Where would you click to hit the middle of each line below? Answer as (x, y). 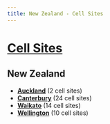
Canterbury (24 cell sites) (54, 98)
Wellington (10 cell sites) (53, 113)
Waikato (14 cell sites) (49, 105)
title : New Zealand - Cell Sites (55, 14)
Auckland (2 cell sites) (50, 91)
